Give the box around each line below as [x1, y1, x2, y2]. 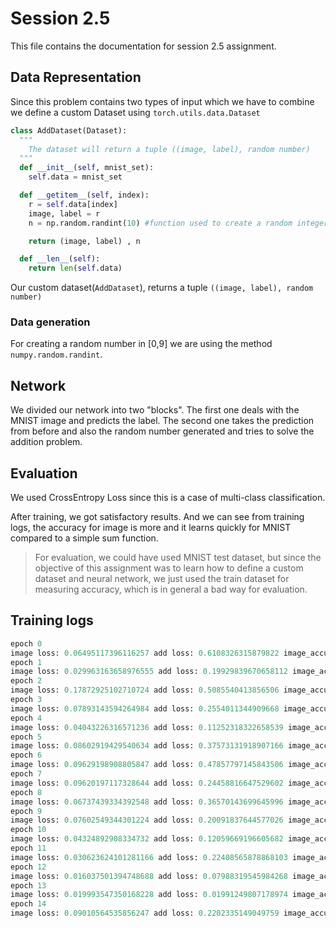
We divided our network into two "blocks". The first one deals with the [10, 404, 300, 416]
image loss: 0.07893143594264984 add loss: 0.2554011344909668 [10, 703, 280, 714]
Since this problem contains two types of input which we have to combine [10, 95, 315, 107]
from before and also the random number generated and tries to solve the [10, 425, 315, 437]
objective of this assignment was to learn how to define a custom [34, 562, 304, 574]
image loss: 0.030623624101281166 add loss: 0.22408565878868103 [10, 852, 288, 862]
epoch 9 [10, 806, 43, 816]
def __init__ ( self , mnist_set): [19, 163, 155, 173]
